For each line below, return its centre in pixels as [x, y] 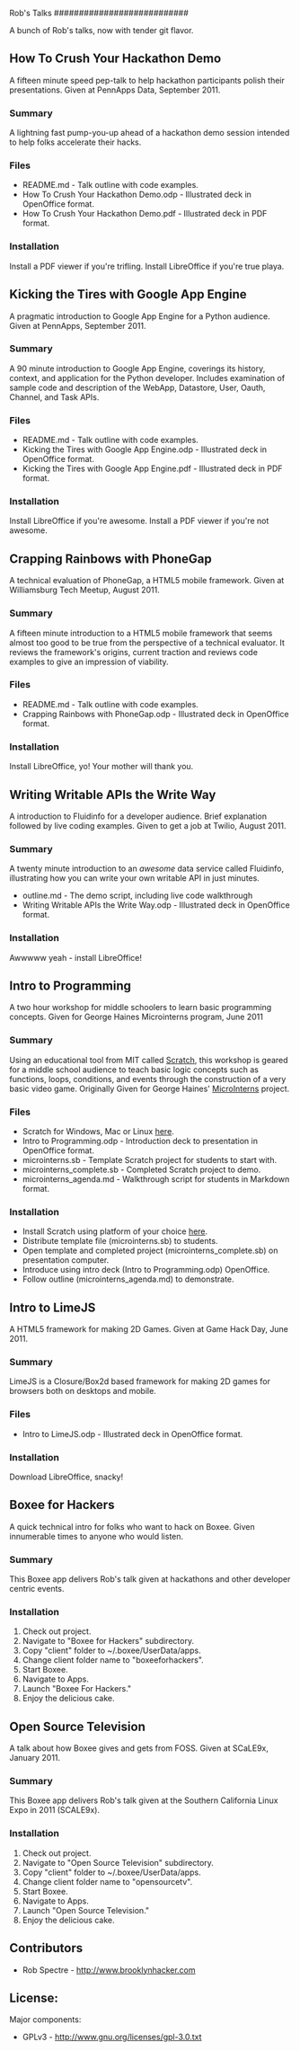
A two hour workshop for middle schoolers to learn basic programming [141, 1008]
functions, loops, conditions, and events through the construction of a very [148, 1079]
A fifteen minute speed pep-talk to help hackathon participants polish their [147, 80]
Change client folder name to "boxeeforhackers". [113, 1660]
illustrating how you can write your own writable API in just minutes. [135, 878]
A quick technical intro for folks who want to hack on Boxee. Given [132, 1526]
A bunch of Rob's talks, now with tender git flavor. [101, 30]
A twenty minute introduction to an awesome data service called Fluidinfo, [147, 869]
